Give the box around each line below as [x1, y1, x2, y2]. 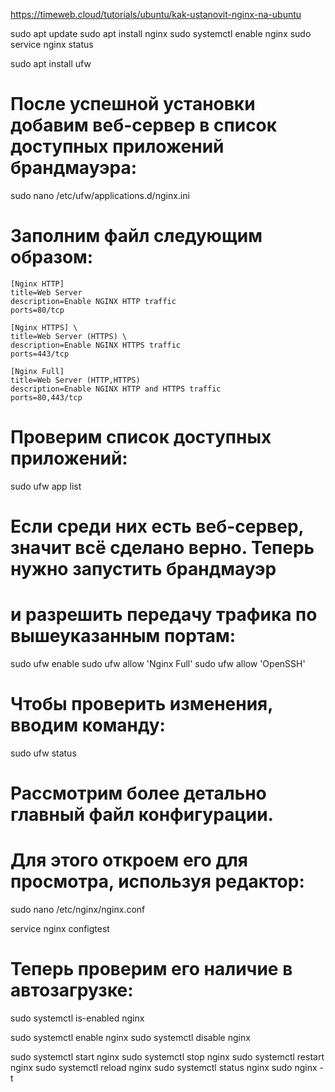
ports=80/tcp [10, 305, 65, 315]
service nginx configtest [10, 923, 110, 934]
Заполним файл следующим [10, 225, 263, 248]
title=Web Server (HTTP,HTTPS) [10, 375, 141, 385]
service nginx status [10, 39, 94, 50]
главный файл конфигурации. [10, 804, 274, 826]
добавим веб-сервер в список [10, 114, 278, 137]
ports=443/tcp [10, 349, 70, 359]
